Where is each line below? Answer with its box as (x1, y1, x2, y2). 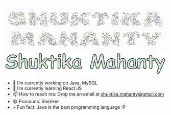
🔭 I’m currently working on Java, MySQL (12, 80, 98, 86)
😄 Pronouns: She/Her (12, 98, 59, 104)
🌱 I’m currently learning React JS (12, 85, 82, 91)
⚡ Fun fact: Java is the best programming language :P (12, 104, 126, 110)
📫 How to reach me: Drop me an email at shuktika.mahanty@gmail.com (12, 91, 164, 97)
